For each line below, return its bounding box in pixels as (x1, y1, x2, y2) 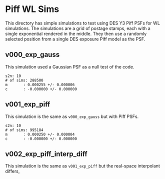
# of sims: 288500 (5, 77, 43, 83)
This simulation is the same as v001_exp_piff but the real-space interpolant (5, 163, 160, 169)
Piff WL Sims (5, 3, 59, 15)
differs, (5, 168, 20, 174)
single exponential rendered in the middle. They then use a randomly (5, 30, 147, 36)
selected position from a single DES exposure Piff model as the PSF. (5, 36, 145, 42)
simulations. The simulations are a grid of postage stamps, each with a (5, 25, 151, 31)
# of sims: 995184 (5, 127, 43, 132)
